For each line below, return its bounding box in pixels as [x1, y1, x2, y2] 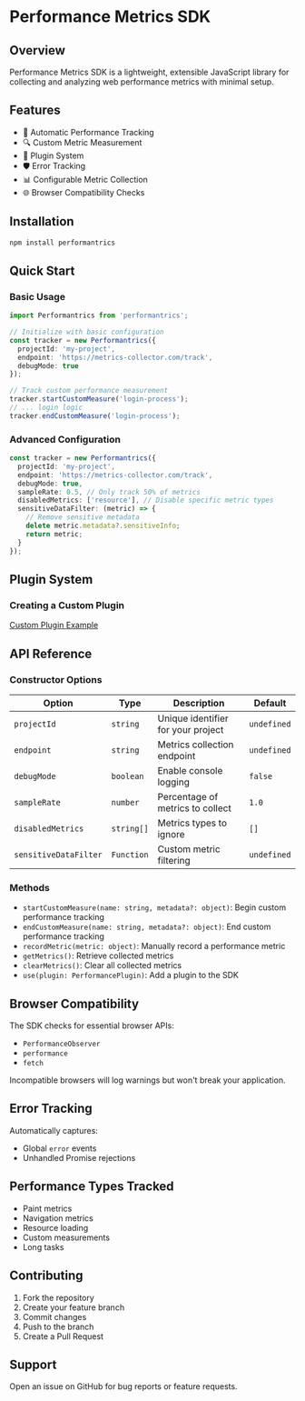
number [111, 797, 140, 807]
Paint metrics [22, 1203, 73, 1214]
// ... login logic [9, 403, 84, 413]
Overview [9, 43, 66, 58]
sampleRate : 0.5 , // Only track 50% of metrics [17, 487, 202, 496]
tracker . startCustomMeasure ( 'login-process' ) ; [9, 395, 189, 404]
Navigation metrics [22, 1212, 93, 1224]
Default [253, 696, 287, 709]
